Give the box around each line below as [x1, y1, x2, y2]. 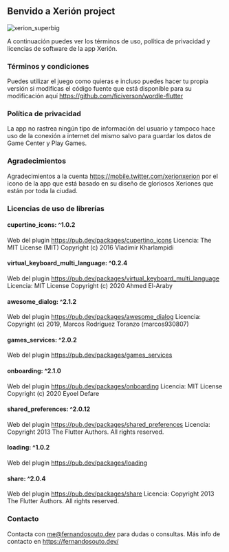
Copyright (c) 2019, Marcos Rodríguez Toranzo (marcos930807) [7, 320, 189, 329]
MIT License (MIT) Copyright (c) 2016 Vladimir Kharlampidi [7, 243, 174, 252]
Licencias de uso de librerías [7, 203, 105, 213]
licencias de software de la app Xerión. [7, 44, 118, 52]
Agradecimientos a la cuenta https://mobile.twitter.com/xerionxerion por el [7, 172, 219, 180]
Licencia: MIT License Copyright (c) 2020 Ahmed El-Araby [7, 282, 173, 290]
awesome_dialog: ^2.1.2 [7, 297, 77, 305]
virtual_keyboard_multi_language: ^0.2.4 [7, 259, 128, 267]
